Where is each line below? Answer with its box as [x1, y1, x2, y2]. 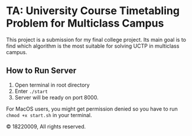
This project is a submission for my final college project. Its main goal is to [6, 36, 187, 43]
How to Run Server [6, 66, 77, 76]
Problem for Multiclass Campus [6, 16, 164, 30]
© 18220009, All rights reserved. [6, 122, 86, 130]
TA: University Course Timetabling [6, 4, 180, 18]
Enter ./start [14, 87, 48, 95]
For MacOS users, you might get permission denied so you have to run [6, 105, 178, 112]
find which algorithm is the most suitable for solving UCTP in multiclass [6, 42, 180, 49]
